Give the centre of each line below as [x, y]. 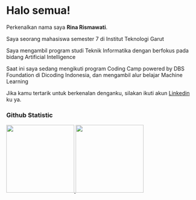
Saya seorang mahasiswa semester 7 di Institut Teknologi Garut [85, 39]
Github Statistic [30, 115]
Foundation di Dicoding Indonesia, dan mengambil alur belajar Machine [94, 75]
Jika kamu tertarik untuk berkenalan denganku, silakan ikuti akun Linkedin [98, 93]
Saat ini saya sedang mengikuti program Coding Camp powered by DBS [96, 68]
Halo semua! [38, 11]
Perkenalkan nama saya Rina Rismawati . [57, 27]
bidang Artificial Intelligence [41, 57]
